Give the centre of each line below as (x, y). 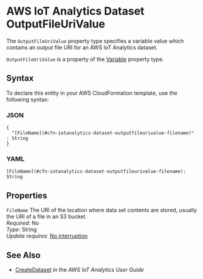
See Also (23, 255)
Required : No (23, 223)
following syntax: (28, 99)
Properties (27, 195)
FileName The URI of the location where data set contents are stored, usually (102, 210)
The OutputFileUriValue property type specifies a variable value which (95, 41)
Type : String (22, 230)
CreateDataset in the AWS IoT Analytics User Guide (79, 269)
